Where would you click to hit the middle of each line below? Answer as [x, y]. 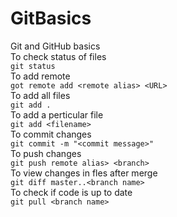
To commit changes [51, 134]
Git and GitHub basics [55, 46]
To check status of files [58, 56]
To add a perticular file [57, 114]
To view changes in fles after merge [84, 173]
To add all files [40, 95]
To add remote [40, 76]
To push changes [46, 153]
